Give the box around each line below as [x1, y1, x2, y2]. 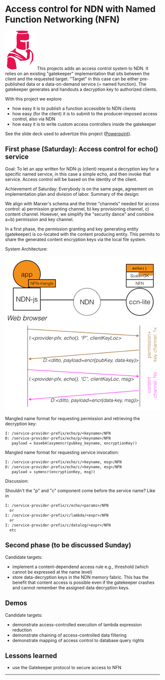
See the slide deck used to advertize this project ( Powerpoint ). [5, 131, 132, 137]
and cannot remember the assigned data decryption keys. [12, 584, 130, 590]
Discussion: [5, 478, 29, 484]
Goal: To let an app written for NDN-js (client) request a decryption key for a [5, 166, 159, 172]
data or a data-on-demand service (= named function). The [26, 81, 146, 87]
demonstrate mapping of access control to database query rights [12, 637, 144, 643]
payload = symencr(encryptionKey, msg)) [11, 469, 96, 474]
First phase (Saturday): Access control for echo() [5, 145, 159, 153]
